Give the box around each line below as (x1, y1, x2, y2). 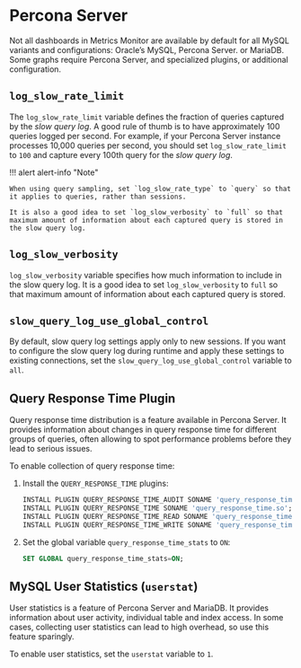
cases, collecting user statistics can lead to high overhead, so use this (9, 621, 270, 633)
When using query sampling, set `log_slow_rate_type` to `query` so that (9, 184, 292, 193)
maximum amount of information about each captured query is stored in (9, 215, 283, 224)
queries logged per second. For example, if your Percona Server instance (9, 130, 281, 141)
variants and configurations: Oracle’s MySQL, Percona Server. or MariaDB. (9, 44, 285, 55)
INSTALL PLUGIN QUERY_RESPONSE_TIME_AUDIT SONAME (22, 496, 213, 505)
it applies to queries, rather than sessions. (9, 192, 187, 201)
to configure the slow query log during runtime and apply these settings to (9, 346, 285, 356)
